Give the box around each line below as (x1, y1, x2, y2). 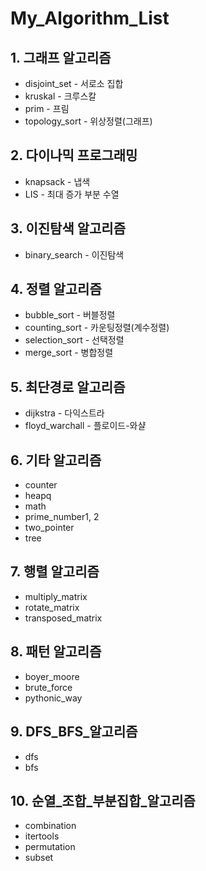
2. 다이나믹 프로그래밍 (10, 147, 138, 164)
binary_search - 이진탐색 (24, 248, 125, 261)
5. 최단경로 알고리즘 (10, 378, 126, 396)
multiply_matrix (24, 590, 88, 602)
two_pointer (24, 522, 75, 534)
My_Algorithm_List (10, 7, 170, 30)
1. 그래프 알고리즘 (10, 49, 112, 66)
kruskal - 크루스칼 (24, 90, 97, 102)
